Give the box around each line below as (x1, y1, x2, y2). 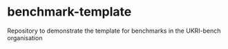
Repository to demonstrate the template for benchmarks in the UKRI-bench (7, 27, 221, 35)
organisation (7, 33, 43, 42)
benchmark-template (7, 4, 132, 20)
